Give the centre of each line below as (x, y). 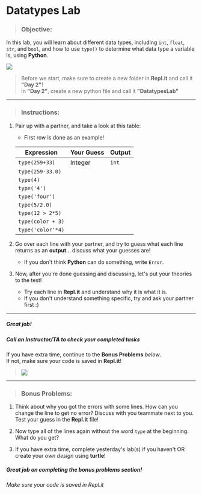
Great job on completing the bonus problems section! (74, 470)
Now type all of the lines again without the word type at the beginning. (102, 431)
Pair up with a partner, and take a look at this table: (78, 126)
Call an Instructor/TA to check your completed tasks (73, 339)
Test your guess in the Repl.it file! (57, 420)
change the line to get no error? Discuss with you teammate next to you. (104, 413)
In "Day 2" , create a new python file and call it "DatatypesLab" (100, 91)
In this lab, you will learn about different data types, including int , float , (96, 42)
